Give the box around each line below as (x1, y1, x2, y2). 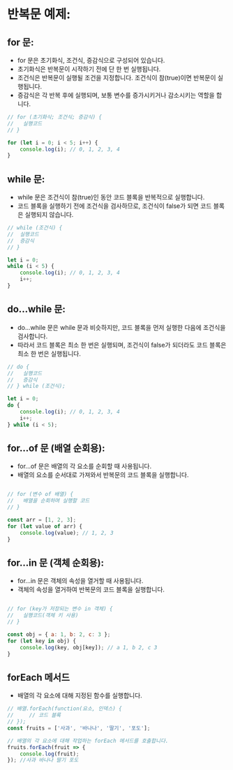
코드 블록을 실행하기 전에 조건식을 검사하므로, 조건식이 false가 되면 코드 (17, 202, 212, 210)
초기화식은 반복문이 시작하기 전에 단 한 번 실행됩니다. (17, 65, 161, 73)
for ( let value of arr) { (7, 522, 82, 530)
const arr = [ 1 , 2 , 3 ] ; (7, 517, 77, 524)
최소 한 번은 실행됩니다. (17, 349, 82, 358)
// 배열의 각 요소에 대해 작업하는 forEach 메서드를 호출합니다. (7, 737, 169, 744)
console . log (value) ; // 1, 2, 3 (20, 529, 114, 536)
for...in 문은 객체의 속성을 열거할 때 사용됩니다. (17, 577, 144, 585)
